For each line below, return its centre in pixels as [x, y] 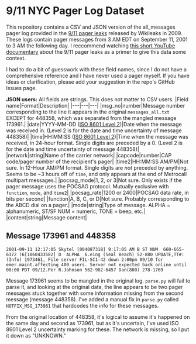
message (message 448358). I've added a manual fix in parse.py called [92, 299]
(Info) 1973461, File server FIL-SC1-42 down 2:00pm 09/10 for [85, 259]
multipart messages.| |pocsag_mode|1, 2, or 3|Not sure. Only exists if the [94, 180]
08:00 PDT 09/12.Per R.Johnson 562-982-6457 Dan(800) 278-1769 [85, 270]
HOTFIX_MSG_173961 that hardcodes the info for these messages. [82, 305]
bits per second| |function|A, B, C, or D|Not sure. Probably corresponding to [98, 199]
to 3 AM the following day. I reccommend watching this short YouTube [91, 46]
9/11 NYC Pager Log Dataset [75, 11]
